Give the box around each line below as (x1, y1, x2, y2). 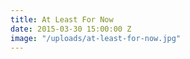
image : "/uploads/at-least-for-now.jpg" (10, 33, 182, 43)
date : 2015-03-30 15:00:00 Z (10, 24, 132, 34)
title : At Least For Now (10, 14, 114, 25)
